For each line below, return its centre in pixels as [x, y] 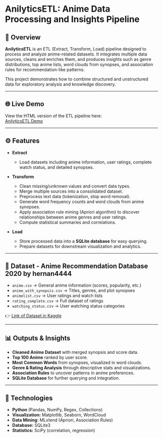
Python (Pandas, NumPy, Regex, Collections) [57, 410]
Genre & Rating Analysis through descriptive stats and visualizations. [81, 368]
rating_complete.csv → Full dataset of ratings [57, 301]
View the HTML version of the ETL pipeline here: [53, 116]
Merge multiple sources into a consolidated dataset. [71, 191]
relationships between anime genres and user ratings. [73, 217]
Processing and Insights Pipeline [72, 19]
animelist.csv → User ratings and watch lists [57, 296]
